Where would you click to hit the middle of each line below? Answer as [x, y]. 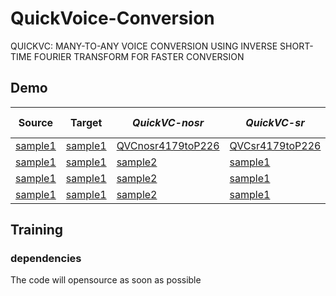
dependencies [46, 259]
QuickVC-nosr [168, 122]
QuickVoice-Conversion [112, 18]
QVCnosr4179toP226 [168, 145]
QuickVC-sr [275, 122]
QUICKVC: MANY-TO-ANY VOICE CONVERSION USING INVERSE [144, 46]
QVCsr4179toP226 [275, 145]
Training [37, 230]
